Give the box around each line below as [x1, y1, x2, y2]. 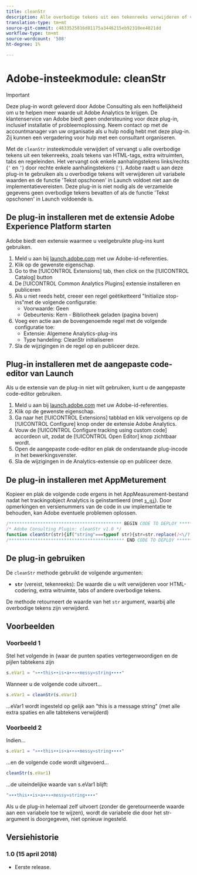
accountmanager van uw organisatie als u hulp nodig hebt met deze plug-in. [6, 128, 191, 135]
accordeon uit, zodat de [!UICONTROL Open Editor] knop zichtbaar [14, 433, 177, 440]
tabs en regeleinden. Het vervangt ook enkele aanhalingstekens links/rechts [6, 158, 189, 165]
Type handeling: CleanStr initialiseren [23, 336, 114, 343]
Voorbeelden [6, 621, 55, 631]
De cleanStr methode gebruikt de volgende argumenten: [6, 569, 144, 576]
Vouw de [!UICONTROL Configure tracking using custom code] [14, 427, 167, 434]
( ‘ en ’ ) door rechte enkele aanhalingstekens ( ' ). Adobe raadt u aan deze [6, 164, 184, 171]
